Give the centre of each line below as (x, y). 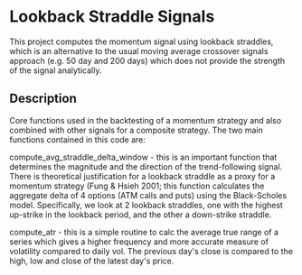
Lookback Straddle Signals (112, 17)
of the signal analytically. (56, 70)
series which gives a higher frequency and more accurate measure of (139, 242)
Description (43, 99)
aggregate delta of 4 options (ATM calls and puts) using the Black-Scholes (148, 195)
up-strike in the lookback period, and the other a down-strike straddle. (141, 215)
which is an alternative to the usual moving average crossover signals (139, 50)
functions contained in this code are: (78, 139)
